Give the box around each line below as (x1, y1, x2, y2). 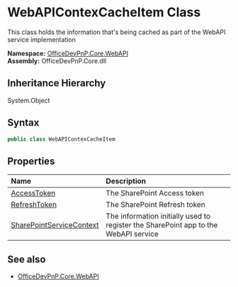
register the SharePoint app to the (106, 220, 218, 230)
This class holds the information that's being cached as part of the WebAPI (7, 28, 226, 36)
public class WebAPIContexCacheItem (7, 136, 115, 143)
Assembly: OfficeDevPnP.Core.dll (7, 56, 107, 65)
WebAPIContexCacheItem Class (7, 4, 201, 21)
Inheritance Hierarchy (7, 77, 106, 90)
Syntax (7, 117, 40, 129)
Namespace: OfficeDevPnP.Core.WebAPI (7, 49, 129, 58)
